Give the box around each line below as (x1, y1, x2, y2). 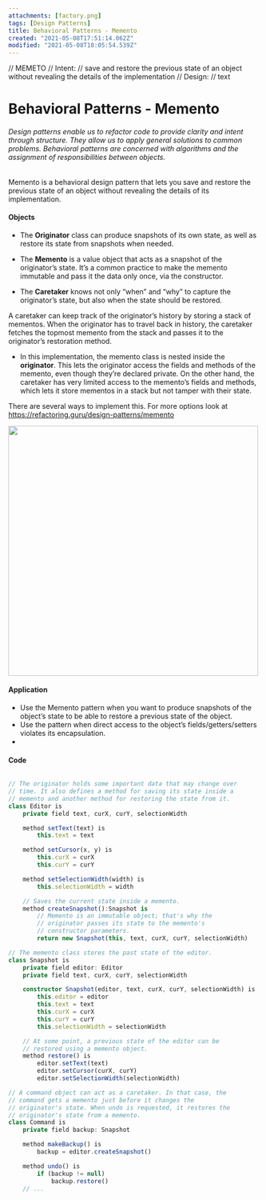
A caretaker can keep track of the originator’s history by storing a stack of (8, 310, 252, 320)
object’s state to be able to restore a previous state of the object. (19, 711, 233, 721)
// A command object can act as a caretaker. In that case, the (8, 1089, 227, 1097)
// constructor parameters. (37, 927, 130, 935)
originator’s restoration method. (8, 336, 112, 346)
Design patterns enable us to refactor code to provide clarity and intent (8, 126, 244, 136)
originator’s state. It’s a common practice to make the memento (19, 262, 228, 272)
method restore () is (22, 1052, 91, 1060)
